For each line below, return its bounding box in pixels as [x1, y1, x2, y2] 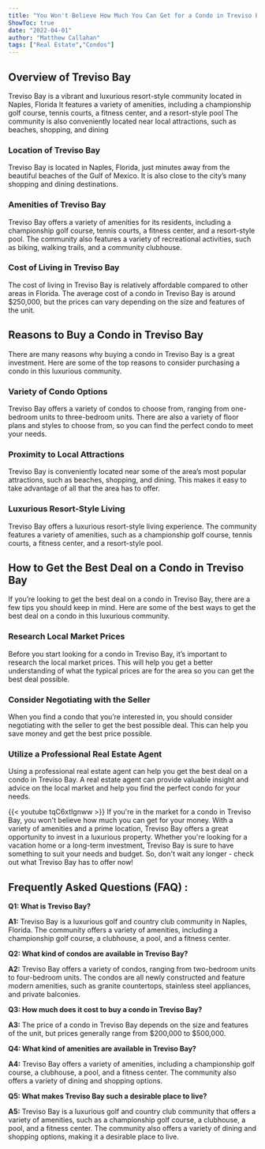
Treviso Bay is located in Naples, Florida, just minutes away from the [8, 163, 230, 173]
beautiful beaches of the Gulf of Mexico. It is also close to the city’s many [8, 171, 247, 180]
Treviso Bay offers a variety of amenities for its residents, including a [8, 217, 231, 226]
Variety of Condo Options [8, 385, 108, 396]
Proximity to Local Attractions [8, 449, 125, 460]
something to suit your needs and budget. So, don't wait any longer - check [8, 849, 254, 859]
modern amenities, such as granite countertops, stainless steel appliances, [8, 981, 252, 991]
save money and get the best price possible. [8, 729, 152, 738]
